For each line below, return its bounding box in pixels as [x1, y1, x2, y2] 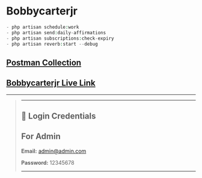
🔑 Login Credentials [20, 111, 96, 121]
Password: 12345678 [20, 159, 75, 166]
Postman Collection [6, 57, 82, 67]
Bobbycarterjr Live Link [6, 78, 96, 88]
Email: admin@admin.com [20, 147, 87, 155]
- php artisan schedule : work [6, 24, 79, 30]
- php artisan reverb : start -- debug [6, 41, 98, 47]
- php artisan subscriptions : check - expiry [6, 35, 114, 41]
